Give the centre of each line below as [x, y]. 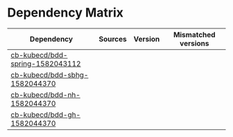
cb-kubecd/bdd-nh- [46, 95]
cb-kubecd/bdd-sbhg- [50, 75]
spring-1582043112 [46, 64]
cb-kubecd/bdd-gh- [46, 114]
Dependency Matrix [65, 13]
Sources [113, 39]
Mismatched [195, 35]
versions [195, 43]
